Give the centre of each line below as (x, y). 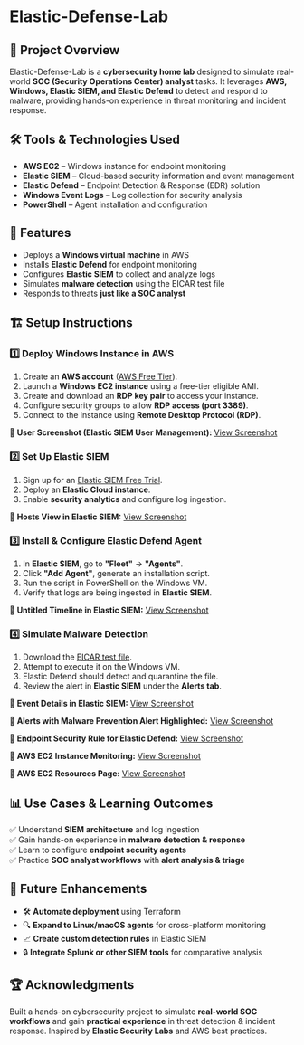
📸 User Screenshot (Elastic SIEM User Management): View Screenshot (143, 432)
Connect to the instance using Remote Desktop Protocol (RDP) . (142, 415)
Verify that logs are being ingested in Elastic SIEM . (117, 592)
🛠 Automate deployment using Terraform (101, 911)
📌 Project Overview (65, 50)
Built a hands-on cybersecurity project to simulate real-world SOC (133, 1012)
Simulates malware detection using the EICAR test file (123, 283)
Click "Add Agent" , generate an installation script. (116, 573)
